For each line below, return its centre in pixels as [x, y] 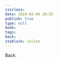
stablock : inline [23, 41]
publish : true [19, 19]
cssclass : [15, 10]
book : [10, 28]
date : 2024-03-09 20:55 [29, 14]
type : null [16, 23]
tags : [10, 32]
